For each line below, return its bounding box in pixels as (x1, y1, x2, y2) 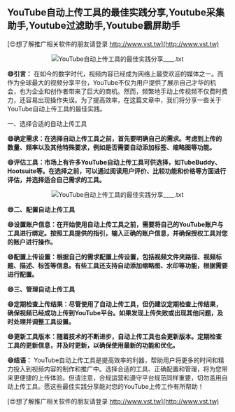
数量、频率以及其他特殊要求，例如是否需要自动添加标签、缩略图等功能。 (7, 143, 215, 151)
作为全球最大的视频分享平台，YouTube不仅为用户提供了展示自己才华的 (7, 78, 211, 86)
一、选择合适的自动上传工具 (7, 119, 87, 128)
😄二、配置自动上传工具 (7, 205, 76, 214)
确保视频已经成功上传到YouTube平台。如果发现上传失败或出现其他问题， (7, 308, 218, 317)
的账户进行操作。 (7, 238, 57, 246)
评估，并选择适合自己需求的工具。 (7, 175, 106, 184)
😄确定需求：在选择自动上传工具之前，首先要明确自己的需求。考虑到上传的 (7, 134, 222, 142)
